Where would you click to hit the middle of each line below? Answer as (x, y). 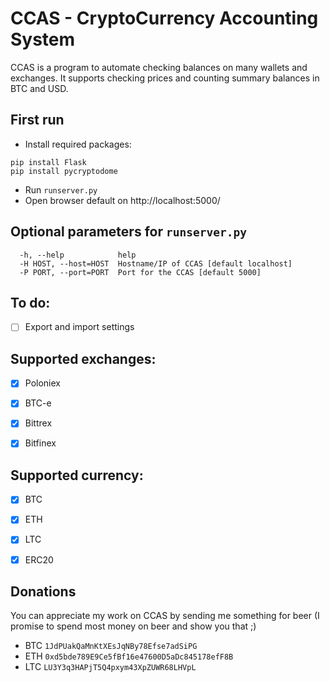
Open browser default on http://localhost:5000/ (122, 200)
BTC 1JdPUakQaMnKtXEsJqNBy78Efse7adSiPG (111, 646)
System (43, 39)
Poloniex (42, 383)
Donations (43, 591)
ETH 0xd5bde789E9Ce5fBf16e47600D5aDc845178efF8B (129, 656)
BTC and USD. (39, 88)
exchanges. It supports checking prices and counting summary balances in (165, 78)
